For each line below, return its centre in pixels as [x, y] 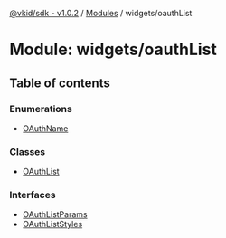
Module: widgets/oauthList [113, 50]
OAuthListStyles [52, 224]
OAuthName [45, 128]
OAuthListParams [55, 214]
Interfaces [33, 195]
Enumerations [41, 109]
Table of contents [60, 83]
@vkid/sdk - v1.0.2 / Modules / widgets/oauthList [101, 13]
